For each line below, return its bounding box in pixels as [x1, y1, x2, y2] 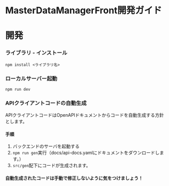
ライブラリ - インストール [5, 49, 67, 57]
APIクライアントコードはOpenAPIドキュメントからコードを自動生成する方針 [5, 112, 164, 118]
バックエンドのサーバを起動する [12, 143, 80, 149]
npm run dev [5, 87, 30, 92]
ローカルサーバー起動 [5, 75, 57, 82]
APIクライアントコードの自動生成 [5, 99, 87, 107]
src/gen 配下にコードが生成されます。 [12, 163, 91, 169]
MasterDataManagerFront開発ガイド [5, 5, 162, 16]
